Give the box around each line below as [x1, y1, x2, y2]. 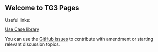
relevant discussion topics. [5, 41, 60, 47]
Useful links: [5, 17, 31, 23]
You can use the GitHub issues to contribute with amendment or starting [5, 36, 153, 42]
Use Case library [5, 26, 40, 32]
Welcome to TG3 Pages [5, 4, 79, 12]
